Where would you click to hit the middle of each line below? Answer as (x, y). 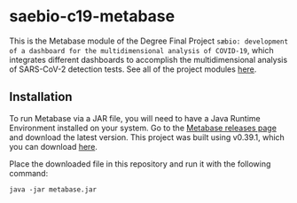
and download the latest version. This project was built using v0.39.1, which (147, 137)
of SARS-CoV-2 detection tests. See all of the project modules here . (133, 69)
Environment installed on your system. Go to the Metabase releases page (143, 128)
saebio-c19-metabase (92, 16)
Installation (41, 97)
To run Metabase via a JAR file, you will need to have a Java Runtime (135, 118)
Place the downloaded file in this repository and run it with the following (140, 164)
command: (29, 173)
